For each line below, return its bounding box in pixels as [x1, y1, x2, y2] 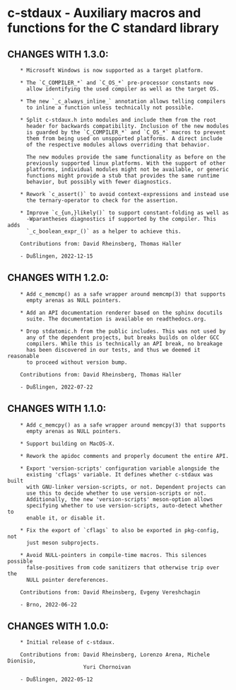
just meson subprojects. [25, 539, 100, 546]
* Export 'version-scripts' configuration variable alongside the [20, 465, 220, 472]
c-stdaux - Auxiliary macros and [7, 5, 201, 21]
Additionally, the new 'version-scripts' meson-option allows [25, 495, 213, 503]
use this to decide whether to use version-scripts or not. [25, 490, 207, 497]
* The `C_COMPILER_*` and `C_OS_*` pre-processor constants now [20, 79, 213, 86]
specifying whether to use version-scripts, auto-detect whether [25, 502, 223, 509]
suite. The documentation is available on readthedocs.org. [25, 315, 207, 323]
